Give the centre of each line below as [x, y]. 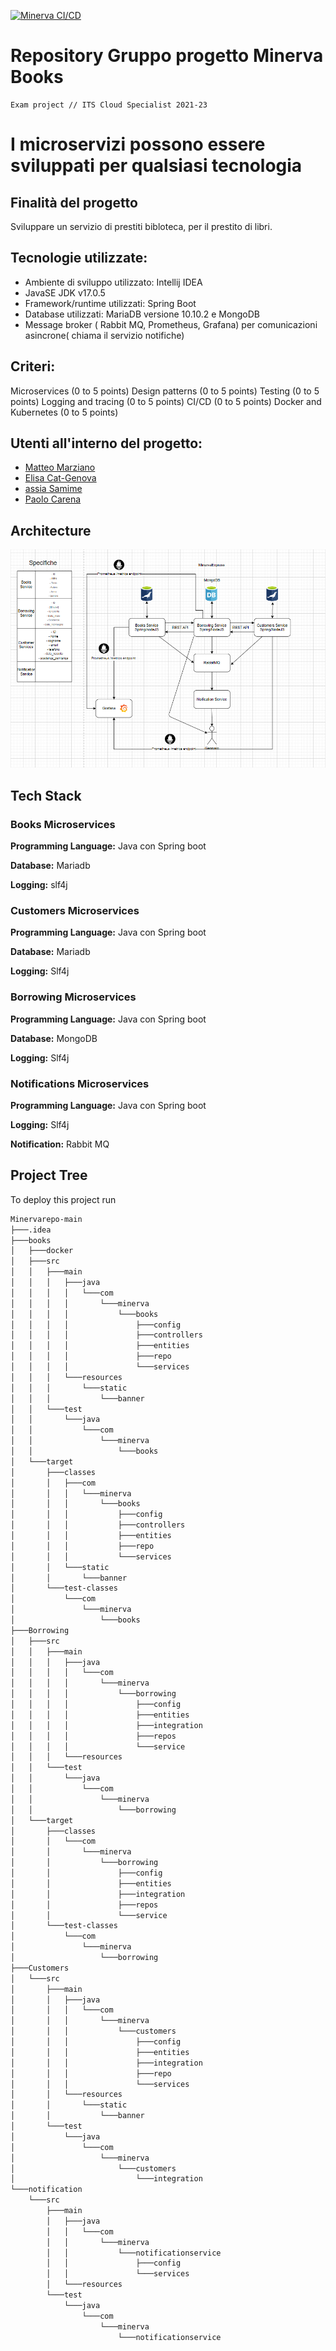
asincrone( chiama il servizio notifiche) [104, 335]
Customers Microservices [75, 911]
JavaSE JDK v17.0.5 [65, 292]
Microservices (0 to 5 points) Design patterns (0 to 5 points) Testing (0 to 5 [165, 391]
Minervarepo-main [46, 1219]
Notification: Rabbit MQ [60, 1144]
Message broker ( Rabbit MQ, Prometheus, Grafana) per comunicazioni [171, 324]
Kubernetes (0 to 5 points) [64, 412]
